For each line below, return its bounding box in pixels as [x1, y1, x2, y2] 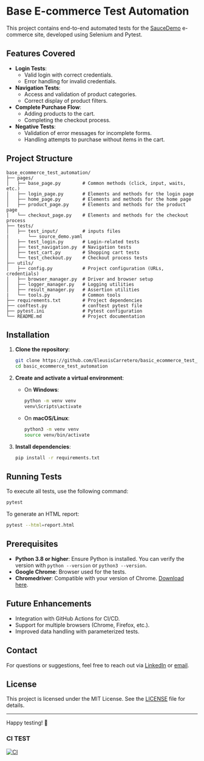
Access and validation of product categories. [24, 90, 137, 98]
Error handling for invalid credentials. [24, 77, 117, 85]
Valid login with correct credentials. [24, 71, 113, 78]
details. [6, 701, 25, 709]
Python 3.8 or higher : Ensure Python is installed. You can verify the [15, 555, 185, 562]
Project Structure [6, 153, 73, 164]
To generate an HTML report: [6, 510, 80, 518]
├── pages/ [6, 175, 34, 181]
